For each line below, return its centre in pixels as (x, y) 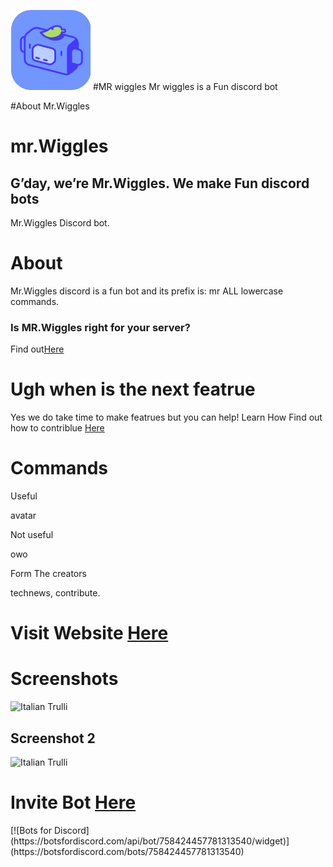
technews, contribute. (55, 593)
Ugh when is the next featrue (133, 389)
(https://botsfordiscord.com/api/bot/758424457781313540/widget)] (150, 841)
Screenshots (64, 679)
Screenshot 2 (53, 738)
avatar (23, 516)
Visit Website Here (89, 633)
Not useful (32, 535)
